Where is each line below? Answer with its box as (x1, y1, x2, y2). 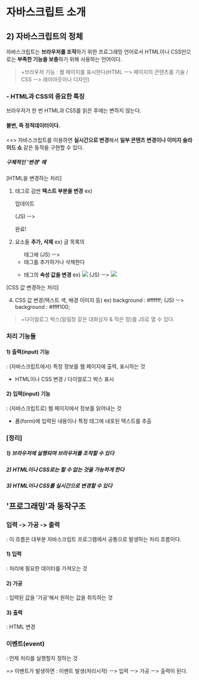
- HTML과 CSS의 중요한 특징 (6, 92, 85, 101)
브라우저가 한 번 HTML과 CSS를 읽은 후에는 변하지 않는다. (6, 107, 142, 114)
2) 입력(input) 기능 (6, 390, 51, 397)
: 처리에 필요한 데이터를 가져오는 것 (6, 564, 88, 572)
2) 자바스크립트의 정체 (6, 31, 83, 41)
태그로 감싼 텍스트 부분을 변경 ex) (14, 187, 93, 195)
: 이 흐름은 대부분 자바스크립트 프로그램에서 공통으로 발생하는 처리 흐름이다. (6, 535, 182, 542)
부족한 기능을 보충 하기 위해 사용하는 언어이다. (17, 56, 123, 63)
